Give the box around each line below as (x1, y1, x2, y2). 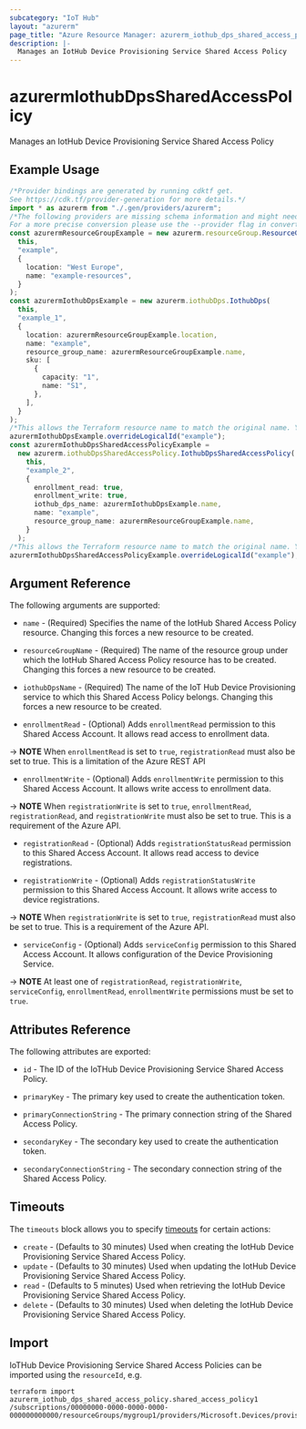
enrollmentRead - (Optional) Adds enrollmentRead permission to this (22, 719, 276, 730)
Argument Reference (9, 576, 131, 591)
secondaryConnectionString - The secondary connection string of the (22, 1163, 282, 1174)
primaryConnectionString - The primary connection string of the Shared (22, 1108, 292, 1119)
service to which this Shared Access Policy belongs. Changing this (22, 691, 273, 702)
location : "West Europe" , (25, 262, 125, 271)
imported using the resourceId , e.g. (9, 1369, 143, 1380)
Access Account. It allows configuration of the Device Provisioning (22, 949, 273, 960)
